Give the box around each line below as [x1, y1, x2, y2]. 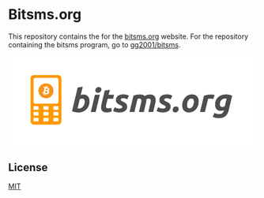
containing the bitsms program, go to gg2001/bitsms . [8, 39, 181, 49]
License [8, 160, 48, 174]
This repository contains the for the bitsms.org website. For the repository [8, 32, 249, 41]
